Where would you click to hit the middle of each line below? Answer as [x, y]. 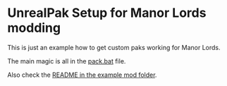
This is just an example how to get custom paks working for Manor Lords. [114, 47]
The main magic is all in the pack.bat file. [67, 61]
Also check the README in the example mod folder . [82, 75]
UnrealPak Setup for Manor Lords [107, 13]
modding [34, 28]
